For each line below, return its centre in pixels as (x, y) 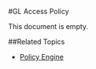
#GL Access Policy (39, 11)
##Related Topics (37, 42)
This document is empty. (48, 26)
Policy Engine (42, 57)
